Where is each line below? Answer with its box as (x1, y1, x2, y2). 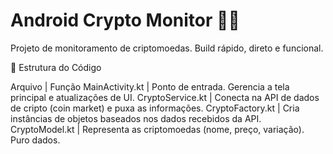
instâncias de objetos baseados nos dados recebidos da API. (10, 112, 262, 124)
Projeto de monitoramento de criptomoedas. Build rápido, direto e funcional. (10, 42, 324, 54)
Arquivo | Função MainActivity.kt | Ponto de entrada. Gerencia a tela (10, 80, 290, 93)
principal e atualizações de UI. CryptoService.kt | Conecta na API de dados (10, 91, 320, 103)
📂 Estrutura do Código (10, 61, 102, 73)
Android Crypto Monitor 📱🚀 (10, 9, 240, 32)
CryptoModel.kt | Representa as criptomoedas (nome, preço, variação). (10, 123, 305, 135)
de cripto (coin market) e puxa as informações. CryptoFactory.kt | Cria (10, 102, 300, 114)
